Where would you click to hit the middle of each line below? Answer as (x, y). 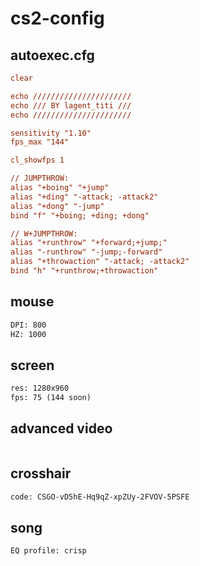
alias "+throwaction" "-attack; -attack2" (100, 262)
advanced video (61, 428)
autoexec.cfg (52, 55)
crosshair (41, 473)
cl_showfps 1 (37, 160)
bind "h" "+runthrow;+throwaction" (84, 271)
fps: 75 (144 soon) (51, 398)
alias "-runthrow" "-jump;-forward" (86, 252)
